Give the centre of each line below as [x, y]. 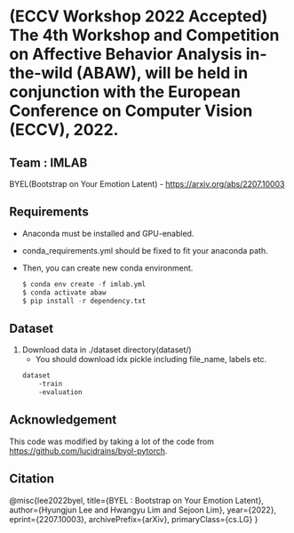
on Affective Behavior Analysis [126, 54]
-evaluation [60, 392]
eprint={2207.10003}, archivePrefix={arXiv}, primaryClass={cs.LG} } [134, 519]
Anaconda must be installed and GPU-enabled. [108, 233]
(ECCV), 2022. [64, 130]
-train [51, 384]
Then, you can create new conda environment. [107, 268]
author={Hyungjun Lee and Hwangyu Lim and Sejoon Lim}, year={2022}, [143, 510]
